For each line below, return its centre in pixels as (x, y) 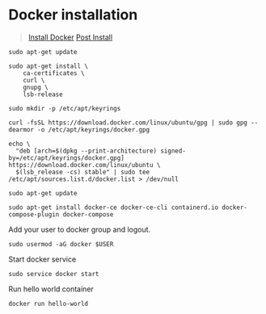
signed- (173, 151)
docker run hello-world (49, 304)
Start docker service (42, 259)
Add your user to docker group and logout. (80, 229)
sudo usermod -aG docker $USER (61, 244)
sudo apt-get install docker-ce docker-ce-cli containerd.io (114, 207)
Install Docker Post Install (70, 37)
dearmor (21, 130)
